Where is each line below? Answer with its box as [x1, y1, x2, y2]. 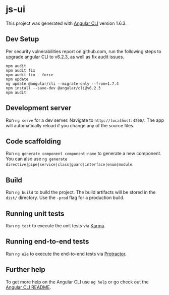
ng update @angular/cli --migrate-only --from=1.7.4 [6, 81, 119, 86]
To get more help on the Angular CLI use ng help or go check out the [6, 279, 149, 285]
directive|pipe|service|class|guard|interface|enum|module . [6, 161, 134, 167]
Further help [6, 265, 46, 274]
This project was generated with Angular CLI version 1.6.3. [6, 20, 127, 26]
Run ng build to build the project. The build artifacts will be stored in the [6, 189, 156, 195]
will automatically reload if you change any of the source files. [6, 122, 135, 128]
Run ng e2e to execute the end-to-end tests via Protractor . [6, 251, 127, 257]
